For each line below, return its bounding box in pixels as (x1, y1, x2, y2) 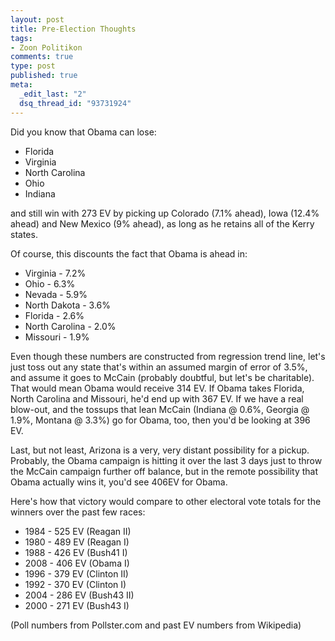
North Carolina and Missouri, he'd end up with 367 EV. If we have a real (10, 392, 304, 405)
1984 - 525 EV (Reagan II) (24, 525, 132, 537)
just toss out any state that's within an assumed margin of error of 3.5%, (10, 361, 308, 373)
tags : (10, 33, 33, 43)
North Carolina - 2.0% (24, 320, 117, 332)
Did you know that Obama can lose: (10, 126, 157, 138)
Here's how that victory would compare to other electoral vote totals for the (10, 495, 322, 507)
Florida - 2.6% (24, 309, 85, 321)
